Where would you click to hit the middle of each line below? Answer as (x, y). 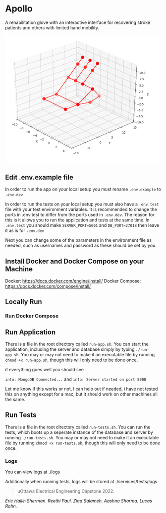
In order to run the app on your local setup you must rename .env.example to (83, 189)
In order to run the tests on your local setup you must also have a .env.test (82, 204)
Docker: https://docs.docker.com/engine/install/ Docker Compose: (73, 281)
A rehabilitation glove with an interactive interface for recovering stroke (78, 22)
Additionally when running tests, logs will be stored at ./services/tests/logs (81, 482)
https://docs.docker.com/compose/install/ (48, 286)
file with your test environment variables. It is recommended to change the (81, 209)
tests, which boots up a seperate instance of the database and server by (79, 432)
